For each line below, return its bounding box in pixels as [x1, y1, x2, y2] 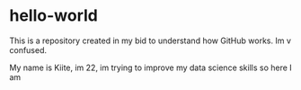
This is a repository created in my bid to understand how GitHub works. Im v [9, 35, 292, 46]
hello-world [9, 5, 99, 26]
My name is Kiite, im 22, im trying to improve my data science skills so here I [9, 62, 292, 73]
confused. [9, 44, 48, 55]
